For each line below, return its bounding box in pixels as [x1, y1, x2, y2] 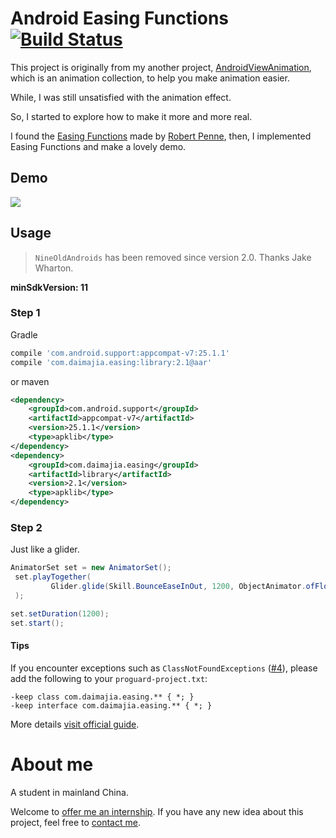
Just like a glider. [10, 543, 80, 556]
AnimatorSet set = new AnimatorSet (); [10, 563, 172, 573]
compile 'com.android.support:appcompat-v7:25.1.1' [10, 348, 230, 358]
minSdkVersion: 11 [10, 281, 89, 293]
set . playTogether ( [14, 572, 92, 582]
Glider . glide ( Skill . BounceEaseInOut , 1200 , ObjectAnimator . [50, 582, 307, 592]
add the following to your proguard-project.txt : [10, 672, 208, 684]
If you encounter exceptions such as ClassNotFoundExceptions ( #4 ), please [10, 662, 318, 674]
